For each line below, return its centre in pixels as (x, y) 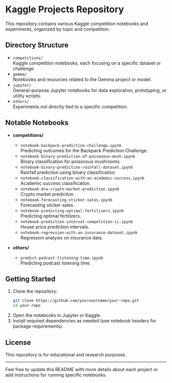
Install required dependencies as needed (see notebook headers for (84, 321)
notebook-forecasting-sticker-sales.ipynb (66, 200)
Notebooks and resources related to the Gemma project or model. (82, 79)
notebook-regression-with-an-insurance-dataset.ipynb (79, 233)
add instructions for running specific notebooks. (56, 375)
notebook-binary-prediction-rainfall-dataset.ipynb (77, 167)
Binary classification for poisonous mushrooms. (71, 161)
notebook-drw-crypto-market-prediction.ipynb (70, 189)
